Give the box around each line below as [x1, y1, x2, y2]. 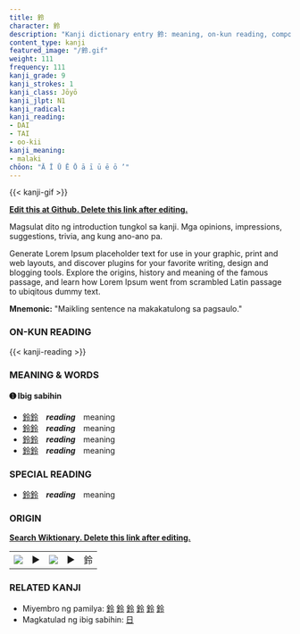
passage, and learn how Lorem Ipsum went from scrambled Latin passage [9, 277, 282, 288]
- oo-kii [9, 138, 42, 146]
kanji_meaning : [9, 146, 66, 154]
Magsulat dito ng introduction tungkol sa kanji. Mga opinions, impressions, [9, 221, 283, 232]
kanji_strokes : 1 [9, 79, 74, 88]
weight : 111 [9, 54, 54, 63]
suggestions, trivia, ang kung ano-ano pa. [9, 231, 163, 242]
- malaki [9, 154, 42, 163]
